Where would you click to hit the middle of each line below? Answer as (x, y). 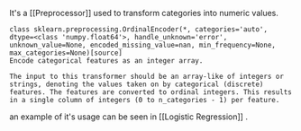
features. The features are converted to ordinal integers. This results (151, 92)
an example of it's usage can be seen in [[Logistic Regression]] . (128, 117)
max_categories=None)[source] (66, 53)
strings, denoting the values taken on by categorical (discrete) (137, 84)
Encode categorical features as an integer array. (106, 61)
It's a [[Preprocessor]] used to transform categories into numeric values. (144, 13)
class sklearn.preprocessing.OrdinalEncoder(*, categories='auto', (139, 30)
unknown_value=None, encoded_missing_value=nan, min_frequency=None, (143, 45)
